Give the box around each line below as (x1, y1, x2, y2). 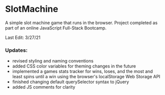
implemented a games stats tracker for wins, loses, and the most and (12, 68, 153, 74)
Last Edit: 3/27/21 (5, 34, 41, 40)
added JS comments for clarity (12, 84, 76, 90)
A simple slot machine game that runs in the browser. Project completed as (5, 20, 158, 26)
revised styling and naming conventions (12, 58, 94, 64)
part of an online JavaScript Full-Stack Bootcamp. (5, 25, 107, 31)
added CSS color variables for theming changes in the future (12, 63, 136, 69)
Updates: (5, 47, 28, 54)
